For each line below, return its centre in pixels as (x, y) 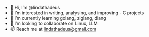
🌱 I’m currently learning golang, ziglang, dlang (58, 18)
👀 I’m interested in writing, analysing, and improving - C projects (77, 13)
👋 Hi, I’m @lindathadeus (35, 8)
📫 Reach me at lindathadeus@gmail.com (53, 29)
